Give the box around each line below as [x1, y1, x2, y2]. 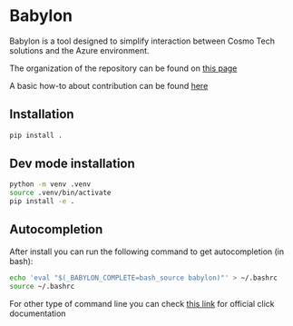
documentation [9, 308, 66, 319]
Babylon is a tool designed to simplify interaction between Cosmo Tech [9, 35, 275, 46]
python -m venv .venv [9, 180, 92, 189]
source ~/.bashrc [9, 282, 75, 291]
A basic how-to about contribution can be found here [9, 80, 209, 91]
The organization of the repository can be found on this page [9, 63, 238, 74]
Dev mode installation [9, 156, 136, 172]
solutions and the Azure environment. [9, 44, 150, 55]
